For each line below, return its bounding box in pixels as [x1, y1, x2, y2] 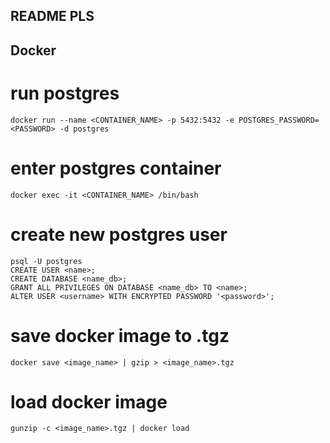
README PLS [10, 8, 95, 25]
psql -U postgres [10, 256, 83, 266]
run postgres [10, 82, 120, 104]
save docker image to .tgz [10, 324, 230, 347]
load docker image [10, 390, 168, 413]
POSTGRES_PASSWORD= [238, 115, 320, 125]
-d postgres [59, 124, 110, 134]
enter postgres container [10, 157, 222, 179]
